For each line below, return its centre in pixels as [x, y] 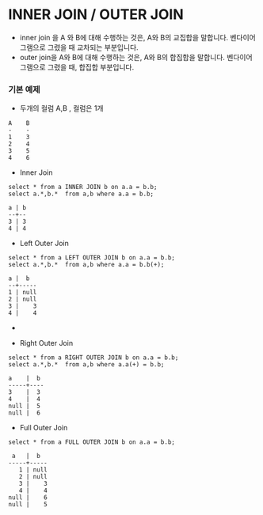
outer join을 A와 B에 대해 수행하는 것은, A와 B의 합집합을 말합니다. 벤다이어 [136, 57]
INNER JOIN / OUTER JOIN [96, 15]
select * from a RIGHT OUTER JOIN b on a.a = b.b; [93, 358]
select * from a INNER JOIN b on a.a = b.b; [83, 187]
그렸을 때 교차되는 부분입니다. [93, 47]
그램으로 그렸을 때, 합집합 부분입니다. [77, 67]
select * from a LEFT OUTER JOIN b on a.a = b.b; [92, 258]
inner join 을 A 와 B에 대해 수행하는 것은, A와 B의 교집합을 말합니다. [124, 37]
